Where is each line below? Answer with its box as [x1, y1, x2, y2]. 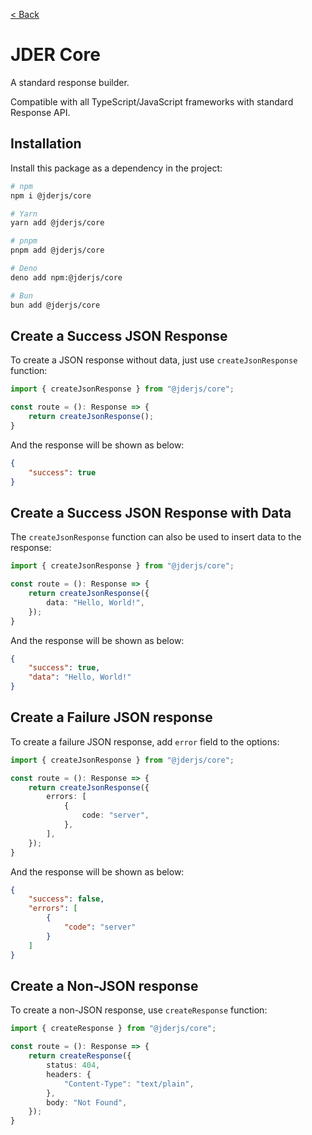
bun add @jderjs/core [10, 300, 101, 310]
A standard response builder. [10, 76, 130, 88]
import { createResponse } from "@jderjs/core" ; [10, 1024, 217, 1034]
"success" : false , [28, 894, 105, 904]
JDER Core [10, 44, 101, 66]
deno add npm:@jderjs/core [10, 272, 123, 283]
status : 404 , [46, 1060, 101, 1070]
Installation [10, 135, 82, 153]
